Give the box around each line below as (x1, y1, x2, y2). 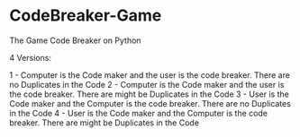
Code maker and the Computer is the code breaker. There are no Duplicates (9, 98, 291, 108)
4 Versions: (9, 52, 52, 63)
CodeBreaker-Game (9, 5, 162, 26)
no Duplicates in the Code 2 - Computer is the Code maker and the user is (9, 79, 285, 90)
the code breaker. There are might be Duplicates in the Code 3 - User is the (9, 89, 290, 99)
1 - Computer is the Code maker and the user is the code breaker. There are (9, 69, 291, 81)
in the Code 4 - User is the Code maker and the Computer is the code (9, 107, 268, 118)
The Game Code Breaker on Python (9, 35, 141, 46)
